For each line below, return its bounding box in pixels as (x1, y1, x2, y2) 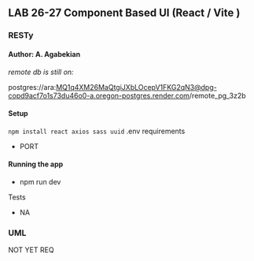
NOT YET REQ (8, 245, 54, 255)
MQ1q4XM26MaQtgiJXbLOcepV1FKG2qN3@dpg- (56, 82, 218, 91)
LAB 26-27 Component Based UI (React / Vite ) (8, 6, 241, 20)
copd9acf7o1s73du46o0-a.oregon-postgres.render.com (8, 91, 190, 100)
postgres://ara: (8, 82, 57, 91)
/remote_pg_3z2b (189, 91, 246, 100)
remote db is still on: (8, 67, 74, 76)
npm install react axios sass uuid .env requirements (8, 126, 186, 136)
